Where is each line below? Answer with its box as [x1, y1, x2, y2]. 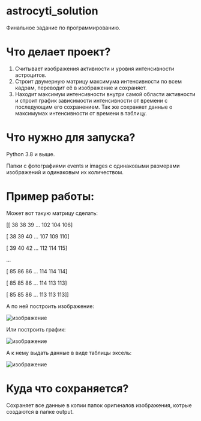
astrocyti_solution [6, 4, 98, 18]
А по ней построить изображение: [6, 302, 95, 310]
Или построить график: [6, 326, 66, 333]
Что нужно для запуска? [6, 131, 136, 145]
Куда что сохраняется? [6, 381, 129, 395]
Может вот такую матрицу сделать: [6, 209, 98, 217]
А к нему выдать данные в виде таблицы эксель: [6, 349, 132, 356]
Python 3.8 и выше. [6, 150, 55, 157]
